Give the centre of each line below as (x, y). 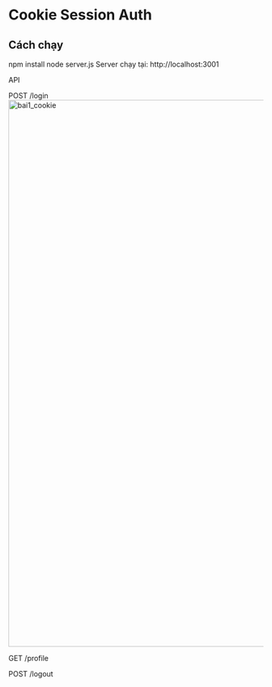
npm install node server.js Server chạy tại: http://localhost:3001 (114, 64)
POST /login (28, 96)
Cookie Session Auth (80, 15)
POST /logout (31, 674)
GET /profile (29, 658)
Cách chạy (36, 45)
